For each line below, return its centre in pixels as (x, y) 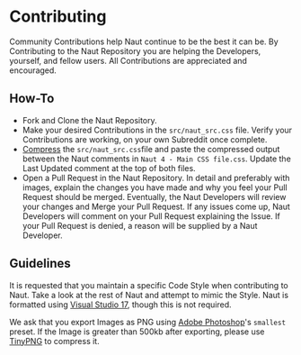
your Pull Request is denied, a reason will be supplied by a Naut (140, 225)
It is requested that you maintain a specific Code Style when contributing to (149, 285)
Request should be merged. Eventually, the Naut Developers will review (154, 196)
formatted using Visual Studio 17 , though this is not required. (120, 305)
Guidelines (40, 264)
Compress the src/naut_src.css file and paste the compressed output (151, 149)
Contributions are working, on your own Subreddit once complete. (145, 139)
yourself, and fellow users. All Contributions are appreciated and (128, 60)
